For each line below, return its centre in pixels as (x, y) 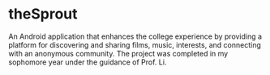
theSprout (43, 14)
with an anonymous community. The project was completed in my (118, 53)
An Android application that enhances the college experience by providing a (135, 36)
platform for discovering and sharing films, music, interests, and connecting (135, 44)
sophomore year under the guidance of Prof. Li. (88, 62)
